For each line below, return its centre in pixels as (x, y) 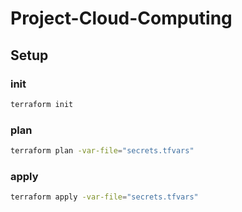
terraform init (42, 104)
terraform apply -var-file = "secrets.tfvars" (104, 197)
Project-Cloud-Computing (121, 18)
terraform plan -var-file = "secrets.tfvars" (102, 151)
